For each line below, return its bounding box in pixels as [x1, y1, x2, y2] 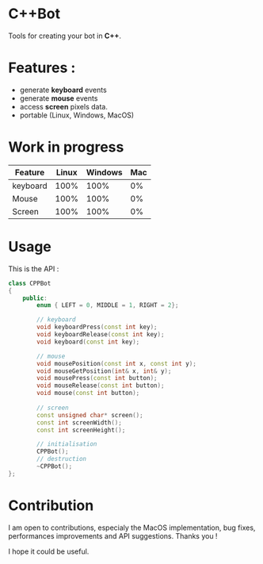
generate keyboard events [19, 85, 107, 94]
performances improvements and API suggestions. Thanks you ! [8, 531, 218, 540]
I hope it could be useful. [8, 547, 90, 556]
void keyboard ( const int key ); [36, 338, 140, 346]
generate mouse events [19, 93, 98, 103]
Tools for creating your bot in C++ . [8, 31, 121, 40]
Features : [8, 59, 76, 77]
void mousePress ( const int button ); [36, 374, 158, 382]
